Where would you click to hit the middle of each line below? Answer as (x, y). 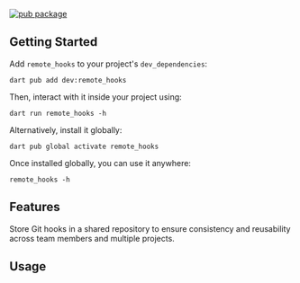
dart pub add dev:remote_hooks (68, 80)
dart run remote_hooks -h (58, 113)
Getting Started (54, 42)
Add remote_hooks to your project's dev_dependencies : (109, 64)
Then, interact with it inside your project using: (95, 97)
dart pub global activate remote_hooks (84, 146)
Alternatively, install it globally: (66, 129)
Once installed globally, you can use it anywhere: (100, 163)
